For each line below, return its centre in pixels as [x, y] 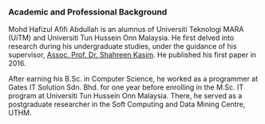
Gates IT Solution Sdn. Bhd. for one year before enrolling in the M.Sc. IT [126, 87]
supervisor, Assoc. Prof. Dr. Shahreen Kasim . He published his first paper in [132, 55]
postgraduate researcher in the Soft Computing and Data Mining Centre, [127, 104]
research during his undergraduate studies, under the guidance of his [123, 46]
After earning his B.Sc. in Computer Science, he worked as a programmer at [133, 79]
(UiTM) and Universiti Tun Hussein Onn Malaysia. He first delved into [121, 38]
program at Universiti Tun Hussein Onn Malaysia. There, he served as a [125, 96]
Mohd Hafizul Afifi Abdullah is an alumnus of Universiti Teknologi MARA [126, 30]
